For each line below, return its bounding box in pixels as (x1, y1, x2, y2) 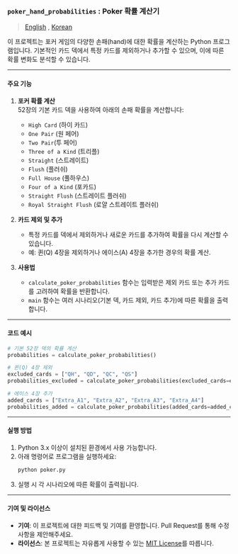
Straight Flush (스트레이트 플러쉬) (28, 191, 127, 200)
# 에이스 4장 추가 (7, 390, 53, 397)
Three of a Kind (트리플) (28, 147, 100, 155)
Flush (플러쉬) (28, 164, 69, 173)
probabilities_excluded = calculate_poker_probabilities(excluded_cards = (7, 378, 230, 385)
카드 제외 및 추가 (17, 215, 62, 224)
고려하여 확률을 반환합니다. (35, 287, 110, 295)
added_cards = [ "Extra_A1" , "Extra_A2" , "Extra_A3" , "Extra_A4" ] (7, 397, 204, 404)
